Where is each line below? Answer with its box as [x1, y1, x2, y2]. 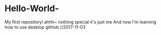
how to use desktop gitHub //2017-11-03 [4, 24, 86, 30]
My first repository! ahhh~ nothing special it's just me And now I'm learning [4, 19, 157, 25]
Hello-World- [4, 3, 59, 14]
